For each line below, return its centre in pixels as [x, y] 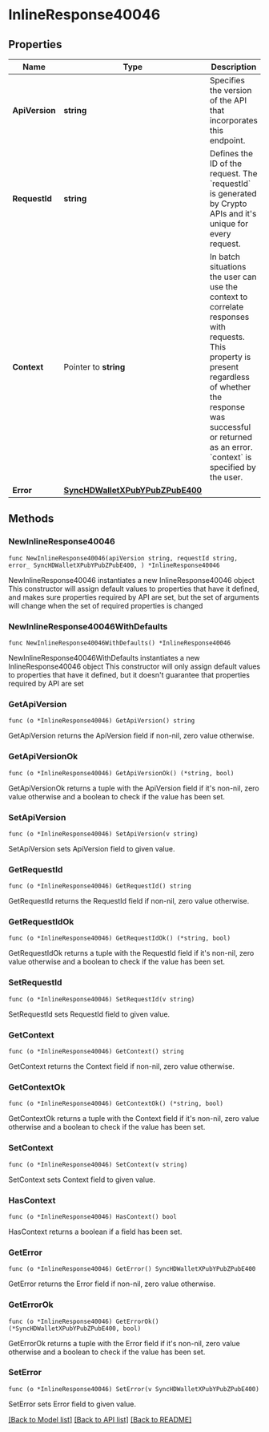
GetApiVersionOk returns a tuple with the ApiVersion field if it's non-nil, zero [134, 788]
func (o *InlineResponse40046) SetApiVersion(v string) [103, 834]
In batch [225, 257]
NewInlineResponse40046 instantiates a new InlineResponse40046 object [131, 580]
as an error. [231, 447]
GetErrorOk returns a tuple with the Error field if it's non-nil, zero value [124, 1343]
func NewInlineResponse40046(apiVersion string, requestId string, [123, 558]
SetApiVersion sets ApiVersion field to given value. [92, 848]
